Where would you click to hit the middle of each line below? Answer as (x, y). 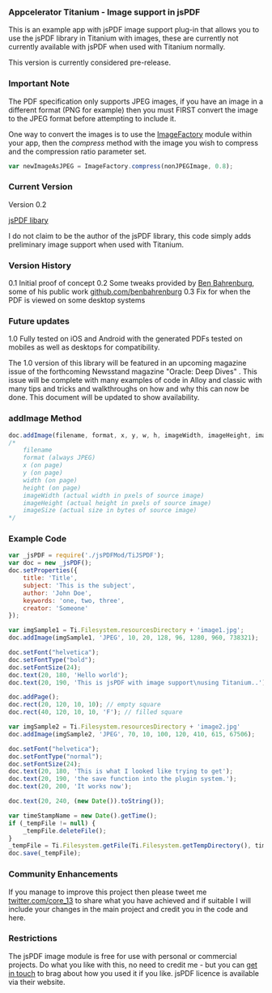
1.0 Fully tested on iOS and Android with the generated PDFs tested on (125, 339)
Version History (40, 265)
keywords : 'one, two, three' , (74, 600)
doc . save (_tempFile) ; (45, 853)
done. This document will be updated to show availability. (104, 397)
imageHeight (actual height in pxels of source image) (117, 503)
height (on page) (52, 488)
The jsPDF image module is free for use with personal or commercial (123, 956)
